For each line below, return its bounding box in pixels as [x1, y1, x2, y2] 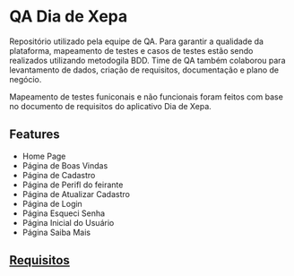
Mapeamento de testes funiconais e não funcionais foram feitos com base [9, 91, 284, 102]
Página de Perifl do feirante [22, 179, 124, 190]
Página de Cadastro [22, 169, 96, 180]
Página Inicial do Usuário [22, 217, 115, 228]
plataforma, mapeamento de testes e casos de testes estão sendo [9, 45, 254, 56]
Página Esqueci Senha [22, 208, 106, 219]
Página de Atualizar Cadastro [22, 188, 130, 199]
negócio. [9, 73, 42, 84]
